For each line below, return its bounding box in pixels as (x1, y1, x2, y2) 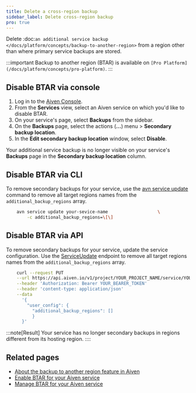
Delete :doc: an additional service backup (6, 36, 108, 43)
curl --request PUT (16, 270, 64, 275)
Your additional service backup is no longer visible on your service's (6, 147, 170, 154)
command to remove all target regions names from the (6, 191, 137, 198)
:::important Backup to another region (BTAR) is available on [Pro (6, 59, 162, 66)
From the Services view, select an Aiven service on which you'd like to (14, 104, 185, 111)
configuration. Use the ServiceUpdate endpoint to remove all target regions (6, 252, 187, 259)
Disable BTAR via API (6, 230, 83, 240)
